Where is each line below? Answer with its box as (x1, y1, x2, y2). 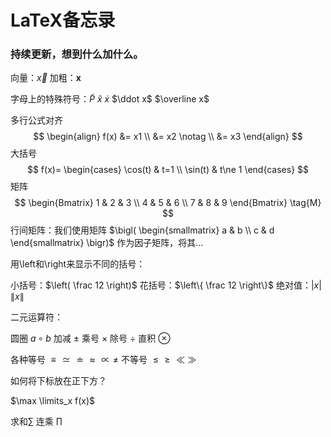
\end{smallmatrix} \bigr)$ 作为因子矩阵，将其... (10, 237, 204, 249)
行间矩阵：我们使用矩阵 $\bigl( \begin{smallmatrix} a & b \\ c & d (10, 224, 275, 236)
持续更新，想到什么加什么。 (10, 47, 144, 61)
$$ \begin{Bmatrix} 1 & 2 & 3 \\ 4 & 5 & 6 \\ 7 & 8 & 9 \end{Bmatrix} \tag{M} (14, 197, 322, 209)
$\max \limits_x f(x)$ (10, 395, 96, 407)
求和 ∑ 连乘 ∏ (10, 416, 63, 428)
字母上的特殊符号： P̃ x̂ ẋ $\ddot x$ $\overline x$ (10, 93, 210, 105)
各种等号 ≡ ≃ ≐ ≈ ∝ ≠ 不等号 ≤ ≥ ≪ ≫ (10, 354, 197, 366)
